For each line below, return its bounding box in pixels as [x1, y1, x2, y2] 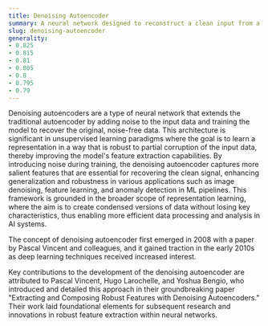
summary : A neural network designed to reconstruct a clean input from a [8, 19, 261, 27]
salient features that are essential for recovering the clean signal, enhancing [8, 168, 259, 177]
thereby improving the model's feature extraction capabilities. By [8, 151, 222, 161]
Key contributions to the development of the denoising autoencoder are [8, 267, 245, 277]
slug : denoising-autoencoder [8, 26, 106, 35]
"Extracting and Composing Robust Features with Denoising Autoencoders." [8, 293, 260, 303]
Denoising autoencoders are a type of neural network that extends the [8, 108, 241, 118]
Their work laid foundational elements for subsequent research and [8, 302, 231, 312]
